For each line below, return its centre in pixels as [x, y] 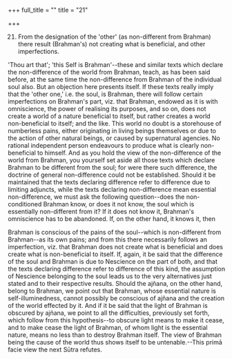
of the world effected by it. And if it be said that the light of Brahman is [108, 305]
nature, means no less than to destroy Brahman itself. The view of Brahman [115, 335]
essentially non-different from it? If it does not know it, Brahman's [101, 211]
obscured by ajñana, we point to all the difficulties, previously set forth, [109, 313]
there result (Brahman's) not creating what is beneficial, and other [112, 44]
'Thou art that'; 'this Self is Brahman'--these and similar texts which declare [116, 65]
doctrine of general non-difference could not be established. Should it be [112, 175]
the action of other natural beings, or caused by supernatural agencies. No [114, 138]
